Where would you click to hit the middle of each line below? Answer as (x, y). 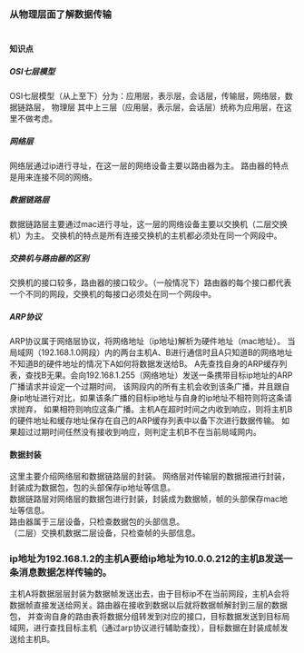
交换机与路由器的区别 (49, 258)
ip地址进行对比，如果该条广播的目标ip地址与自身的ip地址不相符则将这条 (150, 398)
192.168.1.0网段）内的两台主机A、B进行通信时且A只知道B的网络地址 (167, 352)
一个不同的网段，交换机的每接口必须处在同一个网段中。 (113, 293)
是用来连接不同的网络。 (53, 177)
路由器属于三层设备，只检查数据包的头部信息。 (97, 522)
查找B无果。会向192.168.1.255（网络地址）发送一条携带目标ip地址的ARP (159, 375)
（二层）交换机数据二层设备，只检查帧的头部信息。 (105, 533)
